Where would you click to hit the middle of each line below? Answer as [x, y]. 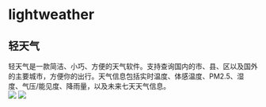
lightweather [51, 15]
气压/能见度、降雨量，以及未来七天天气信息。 [96, 86]
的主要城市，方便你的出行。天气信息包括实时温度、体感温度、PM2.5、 [123, 76]
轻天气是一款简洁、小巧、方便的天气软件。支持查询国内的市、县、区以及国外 [133, 66]
